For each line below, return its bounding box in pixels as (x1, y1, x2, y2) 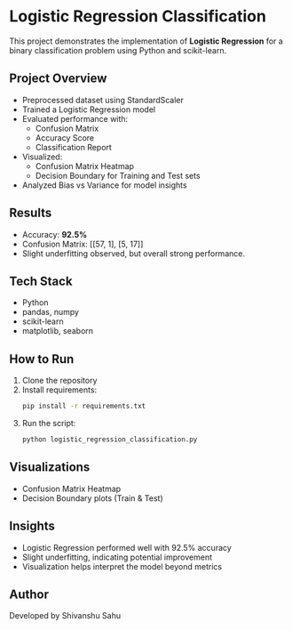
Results (9, 206, 52, 221)
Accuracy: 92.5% (21, 229, 87, 239)
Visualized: (21, 151, 63, 162)
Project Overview (9, 71, 107, 86)
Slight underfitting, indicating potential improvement (21, 552, 213, 562)
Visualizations (9, 460, 91, 475)
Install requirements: (21, 384, 98, 395)
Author (9, 586, 49, 602)
